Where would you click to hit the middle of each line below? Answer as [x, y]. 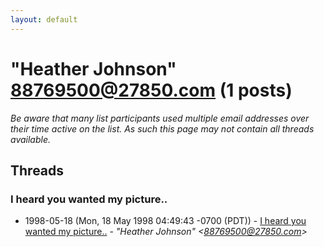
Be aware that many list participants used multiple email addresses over [160, 118]
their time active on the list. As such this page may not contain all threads [162, 128]
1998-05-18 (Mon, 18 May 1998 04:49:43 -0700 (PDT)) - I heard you [165, 221]
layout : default [44, 19]
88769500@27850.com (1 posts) [151, 90]
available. [31, 139]
